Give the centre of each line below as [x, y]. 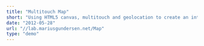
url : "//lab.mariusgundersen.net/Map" [55, 28]
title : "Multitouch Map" [38, 12]
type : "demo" [23, 34]
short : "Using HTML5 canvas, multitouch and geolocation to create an [97, 17]
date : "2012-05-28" [31, 23]
